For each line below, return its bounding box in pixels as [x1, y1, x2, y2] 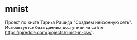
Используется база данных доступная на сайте [5, 24, 103, 30]
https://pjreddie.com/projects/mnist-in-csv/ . [5, 29, 95, 35]
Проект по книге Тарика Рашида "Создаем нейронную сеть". [5, 19, 133, 25]
